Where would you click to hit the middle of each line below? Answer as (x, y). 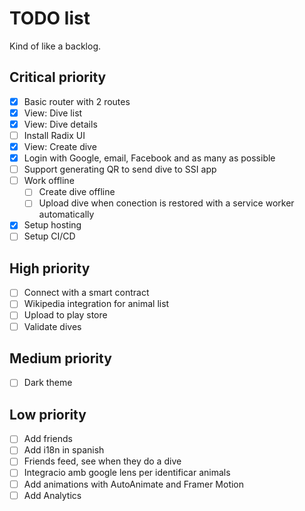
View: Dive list (53, 113)
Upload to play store (65, 315)
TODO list (50, 18)
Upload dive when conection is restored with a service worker (166, 203)
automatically (66, 214)
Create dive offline (77, 192)
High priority (50, 268)
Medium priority (60, 358)
